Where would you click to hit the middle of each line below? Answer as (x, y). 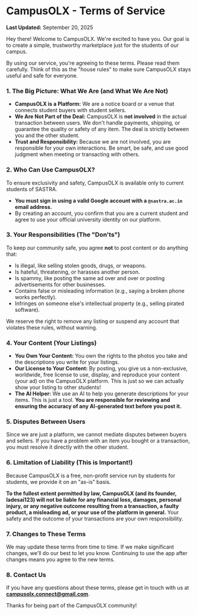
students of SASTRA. (32, 189)
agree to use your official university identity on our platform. (88, 219)
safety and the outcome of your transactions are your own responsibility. (95, 518)
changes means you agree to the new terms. (61, 560)
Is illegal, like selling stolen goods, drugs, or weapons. (80, 265)
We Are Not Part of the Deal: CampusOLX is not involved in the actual (101, 116)
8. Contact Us (26, 575)
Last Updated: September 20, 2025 (50, 27)
